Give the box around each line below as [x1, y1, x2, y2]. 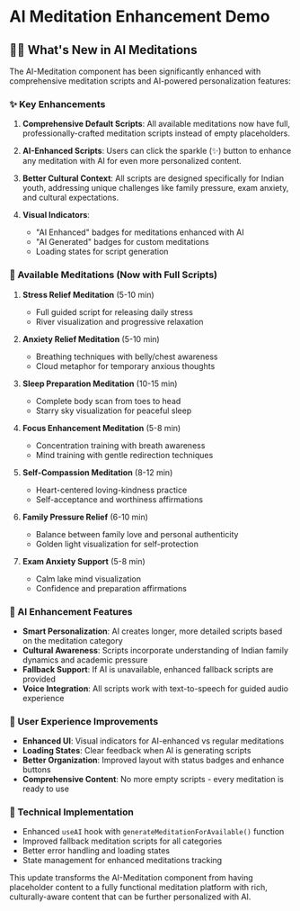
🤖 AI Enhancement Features [9, 605, 133, 618]
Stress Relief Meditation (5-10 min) [22, 289, 154, 300]
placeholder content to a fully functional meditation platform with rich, [9, 882, 268, 893]
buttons [22, 764, 51, 775]
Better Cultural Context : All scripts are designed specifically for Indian [22, 173, 285, 184]
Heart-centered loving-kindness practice [35, 484, 188, 495]
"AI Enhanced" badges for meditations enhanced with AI [35, 227, 244, 238]
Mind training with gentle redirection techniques [35, 449, 214, 460]
